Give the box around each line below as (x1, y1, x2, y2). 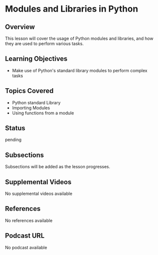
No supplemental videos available (5, 191, 73, 197)
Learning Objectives (5, 55, 68, 63)
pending (5, 137, 22, 143)
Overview (5, 23, 35, 31)
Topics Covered (5, 87, 54, 95)
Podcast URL (5, 232, 45, 240)
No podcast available (5, 244, 47, 250)
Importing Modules (12, 105, 50, 111)
